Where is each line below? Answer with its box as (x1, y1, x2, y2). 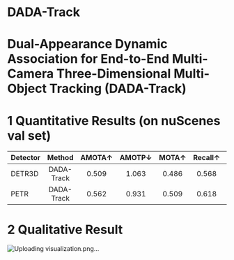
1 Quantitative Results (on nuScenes (7, 113, 221, 129)
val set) (7, 127, 52, 143)
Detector (10, 153, 40, 163)
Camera (7, 66, 54, 82)
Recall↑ (192, 153, 221, 163)
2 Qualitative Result (7, 222, 123, 238)
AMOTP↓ (119, 153, 153, 163)
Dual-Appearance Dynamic (7, 36, 168, 52)
